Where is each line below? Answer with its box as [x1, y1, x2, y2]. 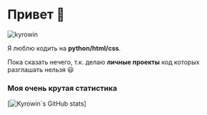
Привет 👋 [7, 6, 66, 23]
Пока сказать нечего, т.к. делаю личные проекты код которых [7, 57, 200, 66]
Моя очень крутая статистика [7, 83, 118, 93]
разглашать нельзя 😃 [7, 65, 74, 74]
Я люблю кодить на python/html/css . [7, 44, 121, 52]
